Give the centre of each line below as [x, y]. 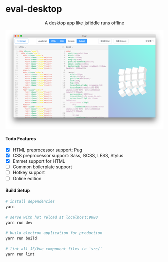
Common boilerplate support [42, 167]
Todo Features [21, 139]
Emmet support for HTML [39, 161]
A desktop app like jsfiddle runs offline [85, 23]
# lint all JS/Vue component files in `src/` [54, 249]
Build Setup [18, 190]
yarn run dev [19, 223]
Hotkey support [29, 172]
